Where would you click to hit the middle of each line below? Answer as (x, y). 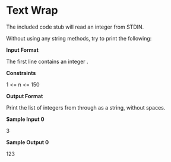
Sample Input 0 (25, 119)
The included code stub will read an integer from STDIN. (75, 27)
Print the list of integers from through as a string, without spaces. (86, 107)
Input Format (22, 50)
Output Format (25, 96)
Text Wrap (32, 10)
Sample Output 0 (28, 142)
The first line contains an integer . (47, 61)
